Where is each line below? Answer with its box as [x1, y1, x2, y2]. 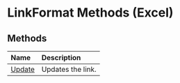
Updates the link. [41, 64, 97, 74]
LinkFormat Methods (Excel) [7, 5, 174, 21]
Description [41, 53, 81, 62]
